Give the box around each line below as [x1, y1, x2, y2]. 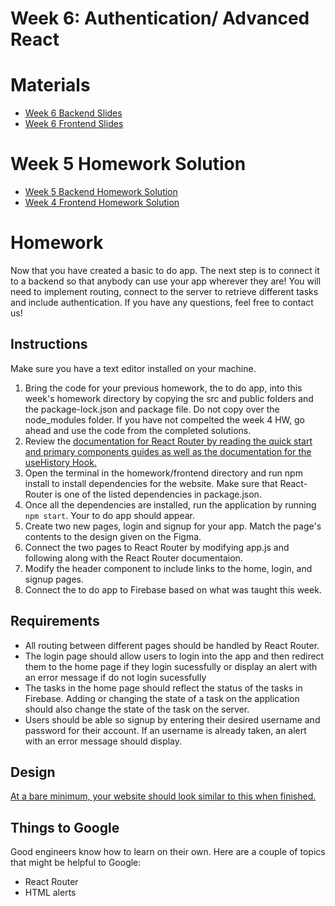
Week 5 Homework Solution [10, 153, 247, 176]
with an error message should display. [24, 735, 183, 747]
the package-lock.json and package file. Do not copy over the [24, 403, 280, 415]
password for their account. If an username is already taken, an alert [24, 724, 307, 736]
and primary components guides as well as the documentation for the [24, 445, 312, 457]
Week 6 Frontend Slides [24, 118, 124, 130]
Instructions [10, 336, 88, 353]
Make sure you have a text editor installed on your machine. [10, 362, 257, 374]
